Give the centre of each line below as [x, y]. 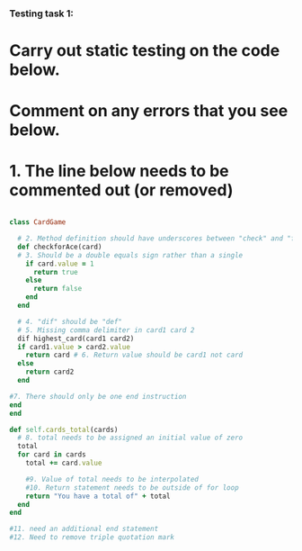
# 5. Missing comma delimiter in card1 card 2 [106, 330]
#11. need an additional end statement [84, 529]
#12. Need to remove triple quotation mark [92, 537]
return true [55, 272]
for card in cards [52, 455]
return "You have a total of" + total [98, 496]
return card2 [50, 372]
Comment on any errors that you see [149, 111]
